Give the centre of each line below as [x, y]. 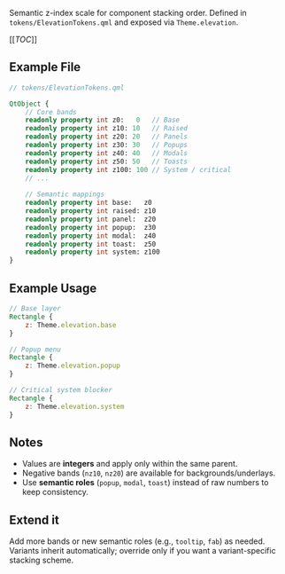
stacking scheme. [42, 560]
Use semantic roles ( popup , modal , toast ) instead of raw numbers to [145, 483]
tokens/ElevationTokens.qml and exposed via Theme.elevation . [124, 22]
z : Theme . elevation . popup [73, 366]
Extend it [34, 519]
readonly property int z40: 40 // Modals [107, 153]
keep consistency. [55, 492]
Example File [45, 67]
